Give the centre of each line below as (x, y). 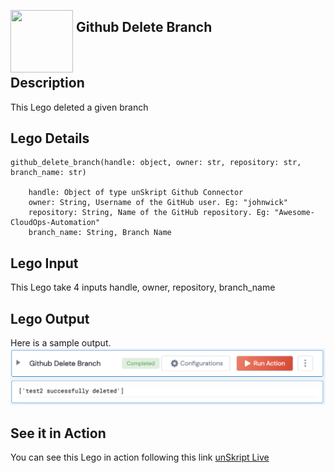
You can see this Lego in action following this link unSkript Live (140, 457)
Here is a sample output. (61, 343)
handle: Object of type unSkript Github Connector (136, 193)
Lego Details (50, 138)
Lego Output (50, 318)
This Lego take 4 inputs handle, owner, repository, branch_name (143, 287)
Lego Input (44, 263)
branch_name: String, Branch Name (100, 233)
